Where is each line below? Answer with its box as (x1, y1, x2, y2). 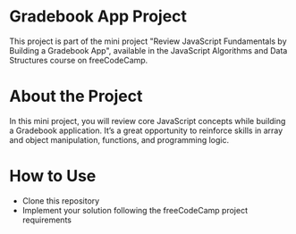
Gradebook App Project (9, 6, 188, 27)
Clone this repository (21, 195, 100, 206)
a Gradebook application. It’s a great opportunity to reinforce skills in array (9, 125, 283, 136)
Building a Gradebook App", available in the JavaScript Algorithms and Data (9, 45, 288, 55)
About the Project (9, 87, 143, 106)
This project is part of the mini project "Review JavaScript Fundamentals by (9, 36, 288, 46)
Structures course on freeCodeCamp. (9, 54, 148, 65)
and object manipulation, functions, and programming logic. (9, 134, 230, 145)
